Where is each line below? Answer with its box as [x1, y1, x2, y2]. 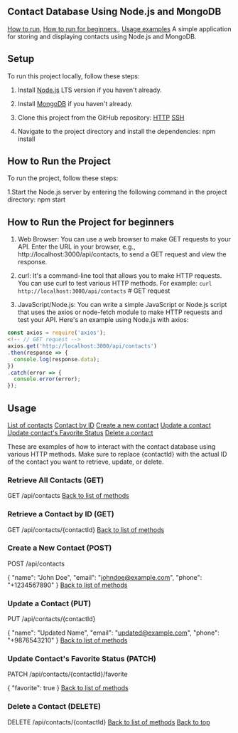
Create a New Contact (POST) [7, 543, 112, 553]
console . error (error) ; [13, 375, 81, 383]
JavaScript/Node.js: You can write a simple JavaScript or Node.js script [17, 301, 227, 309]
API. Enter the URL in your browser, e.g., [17, 242, 136, 251]
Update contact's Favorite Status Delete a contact [7, 428, 153, 437]
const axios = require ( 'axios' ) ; [7, 329, 107, 337]
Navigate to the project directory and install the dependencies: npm [17, 127, 215, 135]
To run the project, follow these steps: [7, 174, 119, 182]
